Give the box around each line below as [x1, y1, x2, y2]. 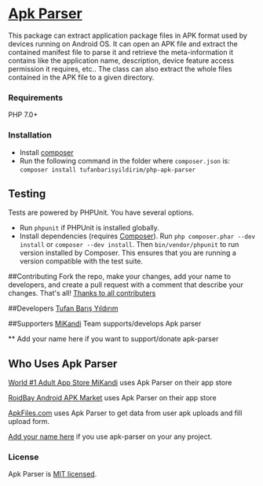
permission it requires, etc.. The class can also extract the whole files [8, 64, 232, 73]
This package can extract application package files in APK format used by [8, 31, 247, 40]
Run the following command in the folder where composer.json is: [19, 156, 230, 165]
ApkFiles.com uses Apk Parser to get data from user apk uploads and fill [8, 408, 243, 418]
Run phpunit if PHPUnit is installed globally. [19, 223, 159, 233]
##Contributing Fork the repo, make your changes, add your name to [8, 272, 232, 282]
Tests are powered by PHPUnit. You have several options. [8, 208, 195, 217]
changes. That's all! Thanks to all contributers [8, 289, 156, 298]
